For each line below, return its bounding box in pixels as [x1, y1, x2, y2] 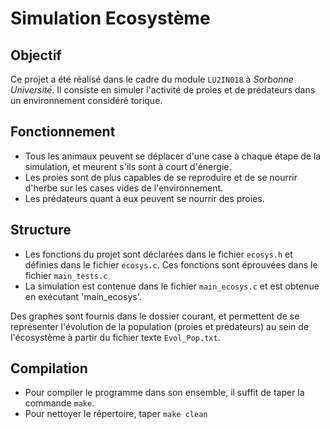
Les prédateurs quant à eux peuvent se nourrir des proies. [24, 192, 265, 204]
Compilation [10, 360, 88, 377]
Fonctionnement [10, 123, 116, 141]
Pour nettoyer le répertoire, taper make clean [24, 408, 208, 420]
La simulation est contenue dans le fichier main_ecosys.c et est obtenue [24, 280, 320, 292]
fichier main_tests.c [24, 269, 108, 281]
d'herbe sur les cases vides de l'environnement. [24, 182, 224, 194]
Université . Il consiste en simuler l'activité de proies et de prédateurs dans [10, 84, 316, 96]
